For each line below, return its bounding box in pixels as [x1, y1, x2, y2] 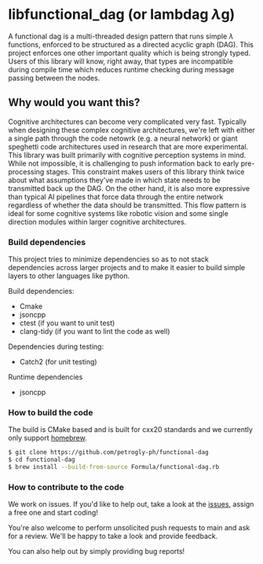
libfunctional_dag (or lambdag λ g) [8, 5, 236, 24]
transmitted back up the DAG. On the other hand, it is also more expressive [8, 183, 250, 193]
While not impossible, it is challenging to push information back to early [8, 159, 239, 168]
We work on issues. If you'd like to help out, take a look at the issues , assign [8, 500, 254, 509]
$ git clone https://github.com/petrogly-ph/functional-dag [8, 449, 210, 456]
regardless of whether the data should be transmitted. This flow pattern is [8, 200, 247, 210]
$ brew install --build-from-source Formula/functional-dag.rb [8, 463, 220, 471]
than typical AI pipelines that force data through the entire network [8, 192, 224, 201]
